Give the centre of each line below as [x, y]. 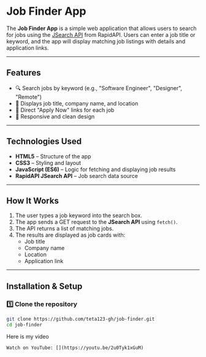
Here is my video [28, 336]
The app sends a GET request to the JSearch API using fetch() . [96, 222]
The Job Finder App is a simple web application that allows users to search [102, 28]
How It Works [33, 201]
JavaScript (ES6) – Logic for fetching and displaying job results [95, 169]
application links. [28, 48]
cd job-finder [25, 324]
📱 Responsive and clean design [55, 116]
